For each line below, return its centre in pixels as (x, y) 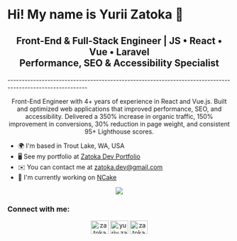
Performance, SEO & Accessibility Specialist (119, 63)
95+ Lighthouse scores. (119, 132)
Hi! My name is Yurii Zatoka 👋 (95, 15)
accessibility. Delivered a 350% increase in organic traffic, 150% (119, 116)
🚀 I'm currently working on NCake (67, 177)
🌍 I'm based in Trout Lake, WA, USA (71, 146)
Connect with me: (39, 209)
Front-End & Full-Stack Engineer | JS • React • (119, 41)
